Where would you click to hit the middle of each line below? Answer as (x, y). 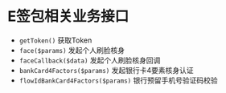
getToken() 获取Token (55, 40)
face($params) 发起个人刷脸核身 (72, 50)
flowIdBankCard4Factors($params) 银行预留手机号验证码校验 (118, 80)
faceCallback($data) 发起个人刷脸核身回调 (90, 60)
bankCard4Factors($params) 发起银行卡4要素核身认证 (106, 70)
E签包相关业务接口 (68, 16)
